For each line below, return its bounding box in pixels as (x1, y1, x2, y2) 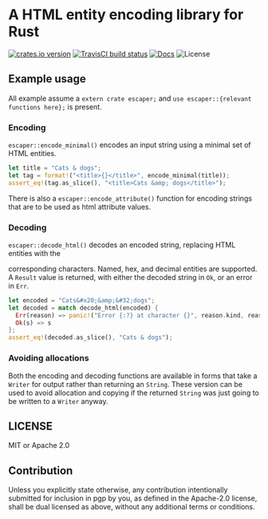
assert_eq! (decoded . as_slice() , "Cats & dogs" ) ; (8, 333, 173, 341)
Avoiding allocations (8, 353, 89, 364)
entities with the (8, 248, 61, 258)
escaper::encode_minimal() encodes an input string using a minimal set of (8, 140, 251, 150)
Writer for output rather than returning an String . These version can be (8, 379, 243, 389)
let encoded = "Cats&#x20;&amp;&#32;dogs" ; (8, 296, 156, 305)
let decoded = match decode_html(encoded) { (8, 304, 159, 312)
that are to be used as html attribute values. (8, 202, 152, 211)
